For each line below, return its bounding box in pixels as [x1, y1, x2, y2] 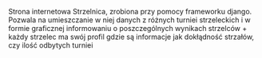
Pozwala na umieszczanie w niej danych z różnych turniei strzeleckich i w [8, 15, 251, 25]
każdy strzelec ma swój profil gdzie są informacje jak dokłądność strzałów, [8, 32, 254, 41]
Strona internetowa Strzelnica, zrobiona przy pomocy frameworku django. [8, 7, 252, 16]
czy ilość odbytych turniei [8, 41, 93, 50]
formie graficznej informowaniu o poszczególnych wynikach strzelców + [8, 24, 248, 33]
